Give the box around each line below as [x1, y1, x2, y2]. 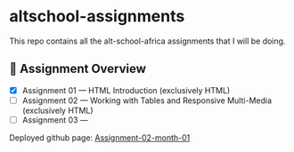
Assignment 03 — [21, 114, 89, 125]
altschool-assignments [9, 6, 185, 27]
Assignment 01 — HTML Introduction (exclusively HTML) [21, 84, 231, 95]
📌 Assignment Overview [9, 61, 147, 76]
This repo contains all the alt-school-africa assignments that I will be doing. [9, 36, 286, 46]
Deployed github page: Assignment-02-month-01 [9, 132, 191, 143]
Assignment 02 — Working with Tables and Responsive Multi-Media [21, 95, 273, 106]
